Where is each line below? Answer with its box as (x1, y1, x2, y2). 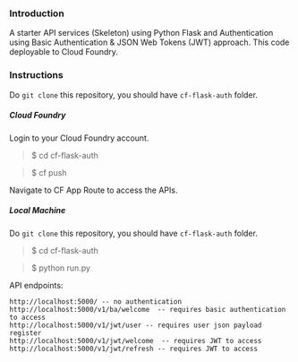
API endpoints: (9, 280, 64, 290)
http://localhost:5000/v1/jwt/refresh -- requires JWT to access (9, 344, 258, 353)
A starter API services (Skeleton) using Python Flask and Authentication (9, 28, 274, 39)
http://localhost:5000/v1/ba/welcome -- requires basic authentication (9, 305, 286, 314)
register (9, 328, 42, 338)
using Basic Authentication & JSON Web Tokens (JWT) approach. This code (9, 37, 290, 47)
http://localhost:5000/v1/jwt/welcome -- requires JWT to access (9, 336, 262, 345)
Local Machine (9, 205, 66, 216)
